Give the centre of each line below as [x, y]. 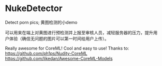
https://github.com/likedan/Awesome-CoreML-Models [59, 58]
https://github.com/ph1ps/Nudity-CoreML [46, 53]
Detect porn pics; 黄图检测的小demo [41, 22]
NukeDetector [34, 8]
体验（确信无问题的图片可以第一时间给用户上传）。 [59, 39]
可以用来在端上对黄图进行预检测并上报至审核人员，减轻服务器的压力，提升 [79, 32]
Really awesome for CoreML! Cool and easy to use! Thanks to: [67, 48]
